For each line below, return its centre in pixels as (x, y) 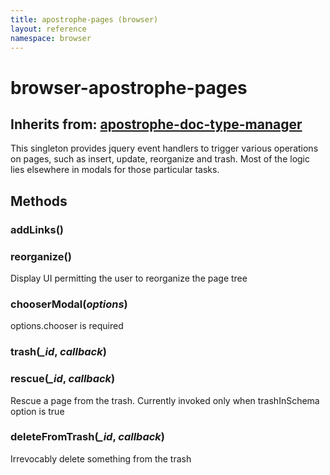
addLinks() (37, 229)
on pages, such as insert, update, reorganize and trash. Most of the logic (160, 159)
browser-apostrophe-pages (129, 87)
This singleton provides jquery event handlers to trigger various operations (164, 148)
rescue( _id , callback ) (63, 379)
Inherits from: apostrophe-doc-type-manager (156, 124)
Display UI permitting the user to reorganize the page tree (129, 278)
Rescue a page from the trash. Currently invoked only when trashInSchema (165, 400)
